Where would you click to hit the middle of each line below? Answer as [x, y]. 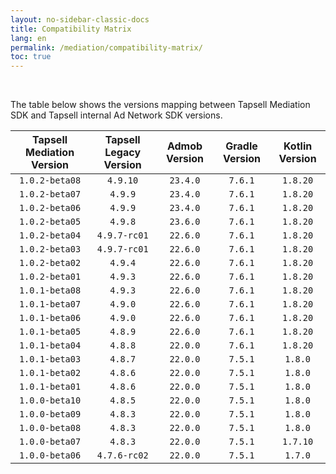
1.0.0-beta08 [50, 428]
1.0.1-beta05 [50, 332]
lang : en [28, 38]
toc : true [31, 57]
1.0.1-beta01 [50, 387]
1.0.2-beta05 [50, 222]
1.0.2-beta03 [50, 249]
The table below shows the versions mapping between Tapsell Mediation [160, 105]
